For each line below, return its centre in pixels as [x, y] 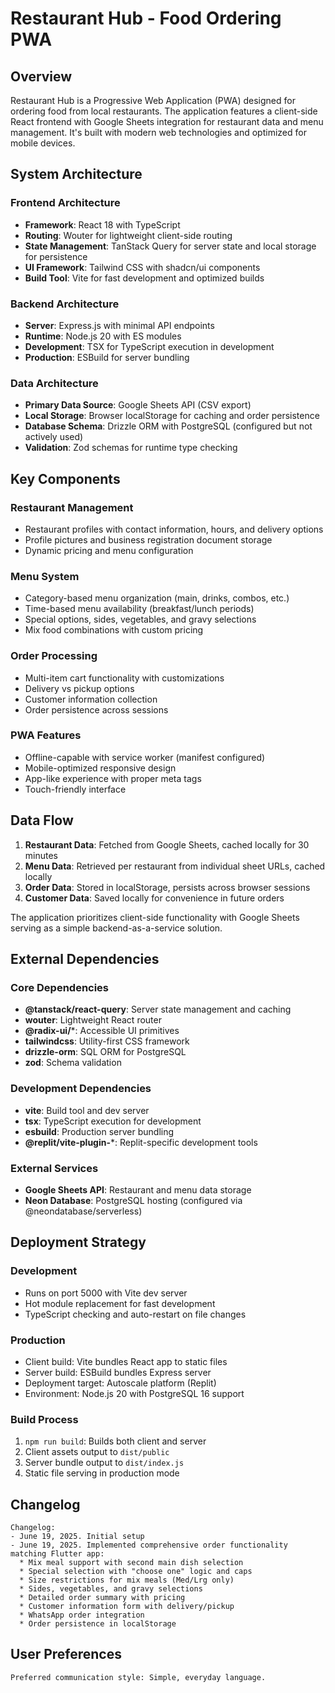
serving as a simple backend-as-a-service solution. [116, 928]
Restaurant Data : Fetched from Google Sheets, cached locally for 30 [167, 844]
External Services [54, 1168]
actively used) [54, 437]
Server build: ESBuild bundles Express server [118, 1372]
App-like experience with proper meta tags [113, 778]
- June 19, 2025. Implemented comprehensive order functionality [149, 1545]
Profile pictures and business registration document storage [148, 539]
